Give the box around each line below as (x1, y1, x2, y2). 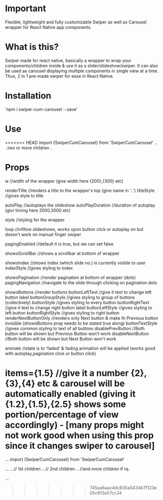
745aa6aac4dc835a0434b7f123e (90, 484, 157, 491)
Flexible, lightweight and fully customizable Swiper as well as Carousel (5, 19, 147, 25)
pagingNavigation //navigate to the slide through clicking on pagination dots (5, 279, 157, 286)
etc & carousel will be (37, 378, 125, 389)
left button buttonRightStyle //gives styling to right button (5, 310, 120, 315)
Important (5, 3, 46, 14)
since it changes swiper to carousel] (5, 440, 155, 451)
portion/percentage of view (5, 409, 119, 420)
